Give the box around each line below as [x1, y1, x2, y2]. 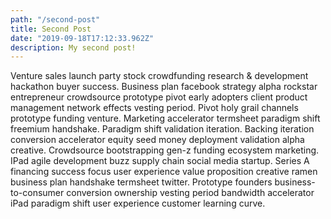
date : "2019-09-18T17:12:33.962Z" [10, 33, 155, 43]
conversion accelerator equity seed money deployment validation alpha [10, 134, 305, 146]
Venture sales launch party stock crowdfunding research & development [10, 70, 309, 82]
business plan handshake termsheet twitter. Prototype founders [10, 176, 273, 188]
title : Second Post [10, 24, 92, 34]
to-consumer [10, 187, 65, 199]
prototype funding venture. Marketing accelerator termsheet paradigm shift [10, 112, 321, 125]
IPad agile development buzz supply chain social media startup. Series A [10, 155, 310, 167]
